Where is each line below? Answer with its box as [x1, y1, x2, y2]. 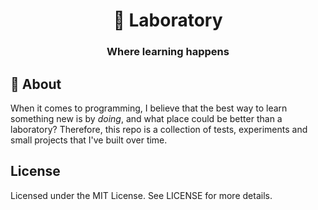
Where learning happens [106, 45, 230, 59]
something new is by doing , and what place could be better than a [10, 112, 283, 124]
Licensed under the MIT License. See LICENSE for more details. [10, 189, 273, 201]
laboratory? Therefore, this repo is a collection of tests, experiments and [10, 123, 308, 135]
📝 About [10, 75, 62, 93]
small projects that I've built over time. [10, 134, 168, 146]
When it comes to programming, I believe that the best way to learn [10, 102, 288, 114]
